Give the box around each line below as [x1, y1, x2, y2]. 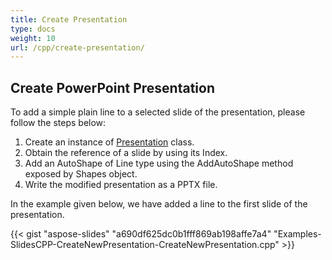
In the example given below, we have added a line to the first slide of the [10, 198, 308, 210]
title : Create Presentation [10, 14, 128, 25]
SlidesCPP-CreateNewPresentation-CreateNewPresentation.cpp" [10, 239, 280, 251]
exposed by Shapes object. [24, 168, 138, 180]
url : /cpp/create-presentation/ [10, 42, 145, 53]
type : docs [10, 24, 56, 34]
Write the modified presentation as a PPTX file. [24, 179, 218, 191]
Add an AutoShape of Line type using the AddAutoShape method [24, 157, 294, 170]
